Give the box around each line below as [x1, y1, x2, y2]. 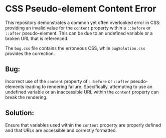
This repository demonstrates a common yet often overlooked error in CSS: [5, 19, 161, 25]
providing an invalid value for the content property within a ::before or [5, 24, 151, 30]
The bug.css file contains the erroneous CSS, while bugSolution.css [5, 45, 145, 51]
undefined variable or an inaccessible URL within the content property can [5, 88, 159, 95]
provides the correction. [5, 50, 55, 56]
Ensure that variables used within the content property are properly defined [5, 122, 161, 128]
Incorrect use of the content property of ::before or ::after [5, 78, 129, 84]
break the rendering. [5, 94, 48, 100]
